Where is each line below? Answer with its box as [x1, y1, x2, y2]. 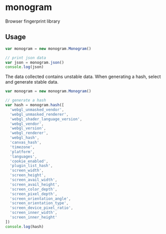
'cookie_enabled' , [10, 159, 49, 164]
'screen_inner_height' [10, 215, 58, 220]
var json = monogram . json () [5, 60, 65, 65]
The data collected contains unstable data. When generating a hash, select [5, 73, 161, 80]
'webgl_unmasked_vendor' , [10, 107, 65, 112]
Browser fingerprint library [5, 18, 61, 24]
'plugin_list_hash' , [10, 163, 53, 169]
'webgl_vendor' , [10, 121, 44, 126]
